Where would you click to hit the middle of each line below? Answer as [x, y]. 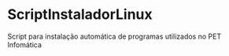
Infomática [25, 44]
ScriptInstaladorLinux [80, 15]
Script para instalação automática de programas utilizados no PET [114, 36]
